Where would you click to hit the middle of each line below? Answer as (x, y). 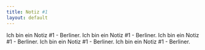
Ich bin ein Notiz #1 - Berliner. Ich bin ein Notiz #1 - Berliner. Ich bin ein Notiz (103, 35)
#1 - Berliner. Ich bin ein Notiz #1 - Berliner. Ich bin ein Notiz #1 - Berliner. (98, 41)
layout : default (27, 18)
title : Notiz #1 (27, 12)
